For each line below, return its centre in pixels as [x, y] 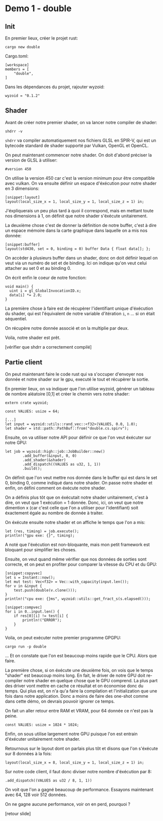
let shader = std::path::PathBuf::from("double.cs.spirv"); [67, 428]
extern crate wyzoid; [27, 403]
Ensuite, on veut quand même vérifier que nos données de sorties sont [76, 559]
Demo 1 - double [38, 9]
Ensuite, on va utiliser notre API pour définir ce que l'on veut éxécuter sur [78, 437]
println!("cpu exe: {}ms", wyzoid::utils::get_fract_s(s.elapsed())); [78, 599]
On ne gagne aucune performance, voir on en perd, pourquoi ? [68, 804]
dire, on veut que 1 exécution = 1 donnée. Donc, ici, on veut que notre [74, 503]
